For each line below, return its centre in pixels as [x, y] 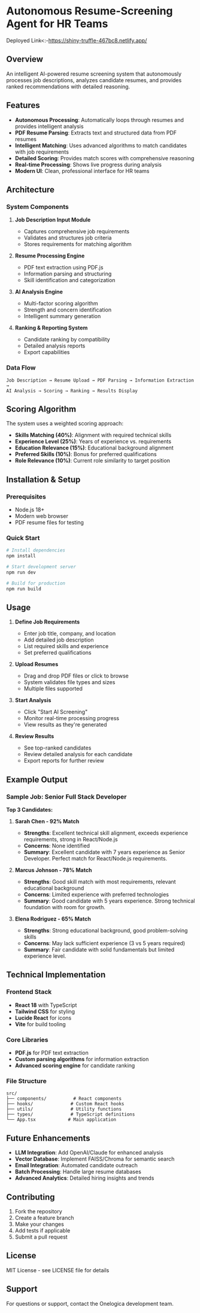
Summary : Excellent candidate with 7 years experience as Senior [104, 852]
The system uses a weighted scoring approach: [65, 424]
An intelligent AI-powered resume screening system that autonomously [94, 74]
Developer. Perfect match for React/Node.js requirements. [96, 859]
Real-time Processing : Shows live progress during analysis [88, 164]
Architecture [31, 189]
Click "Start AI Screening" [56, 712]
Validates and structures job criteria [68, 238]
